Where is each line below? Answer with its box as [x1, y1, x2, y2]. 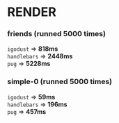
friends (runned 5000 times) [7, 29, 106, 39]
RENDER [7, 4, 57, 20]
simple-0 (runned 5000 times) [7, 77, 113, 87]
